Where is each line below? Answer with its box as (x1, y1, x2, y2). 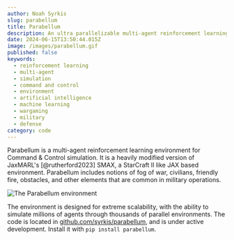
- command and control (13, 82, 79, 89)
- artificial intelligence (13, 95, 92, 102)
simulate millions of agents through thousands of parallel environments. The (7, 210, 226, 218)
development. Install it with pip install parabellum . (7, 225, 157, 234)
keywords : (7, 56, 36, 63)
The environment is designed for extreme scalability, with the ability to (7, 203, 209, 211)
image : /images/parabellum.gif (7, 43, 98, 50)
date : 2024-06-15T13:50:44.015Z (7, 36, 101, 43)
